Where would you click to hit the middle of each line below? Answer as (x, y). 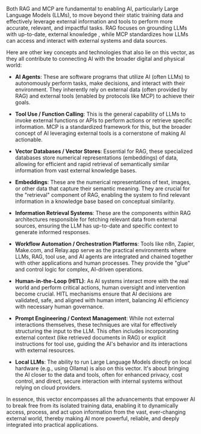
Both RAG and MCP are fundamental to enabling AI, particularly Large (92, 9)
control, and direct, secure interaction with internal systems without (98, 381)
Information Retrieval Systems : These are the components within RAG (103, 213)
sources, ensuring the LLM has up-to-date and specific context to (97, 226)
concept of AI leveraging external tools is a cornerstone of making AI (100, 133)
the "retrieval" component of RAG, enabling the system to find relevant (103, 195)
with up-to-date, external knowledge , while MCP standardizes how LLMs (97, 34)
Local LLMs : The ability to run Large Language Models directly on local (103, 362)
